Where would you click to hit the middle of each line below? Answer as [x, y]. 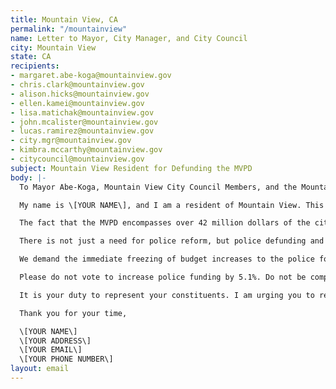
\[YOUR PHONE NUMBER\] [66, 359]
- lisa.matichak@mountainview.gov [82, 112]
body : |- [28, 177]
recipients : [35, 66]
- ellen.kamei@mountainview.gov [77, 103]
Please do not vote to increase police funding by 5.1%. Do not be [163, 277]
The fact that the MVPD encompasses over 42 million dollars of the [165, 223]
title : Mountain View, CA [64, 19]
